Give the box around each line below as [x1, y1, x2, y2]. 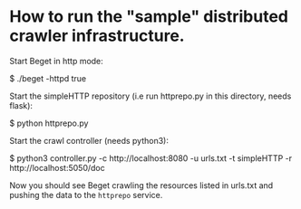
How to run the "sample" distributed [9, 6, 288, 27]
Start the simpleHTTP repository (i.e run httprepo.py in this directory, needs [9, 90, 292, 101]
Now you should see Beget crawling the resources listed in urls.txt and [9, 179, 274, 191]
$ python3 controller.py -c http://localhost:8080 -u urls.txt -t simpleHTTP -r [9, 152, 293, 164]
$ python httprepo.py [9, 118, 89, 128]
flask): [9, 100, 34, 110]
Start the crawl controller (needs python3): [9, 135, 170, 146]
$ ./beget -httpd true [9, 72, 87, 83]
